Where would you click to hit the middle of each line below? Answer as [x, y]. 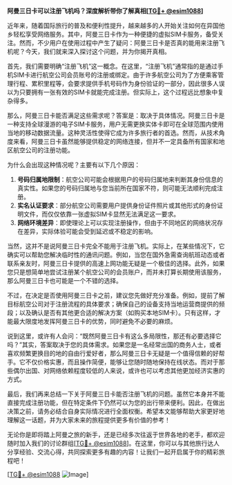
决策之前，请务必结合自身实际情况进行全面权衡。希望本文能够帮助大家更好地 [116, 411]
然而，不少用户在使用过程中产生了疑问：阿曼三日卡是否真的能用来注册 [119, 43]
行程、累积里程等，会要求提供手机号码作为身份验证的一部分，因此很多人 [116, 83]
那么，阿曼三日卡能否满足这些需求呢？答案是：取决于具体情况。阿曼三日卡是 [116, 116]
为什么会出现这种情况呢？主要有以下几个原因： [74, 165]
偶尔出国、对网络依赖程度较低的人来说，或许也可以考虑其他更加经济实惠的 [119, 370]
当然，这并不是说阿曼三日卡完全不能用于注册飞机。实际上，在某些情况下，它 [116, 246]
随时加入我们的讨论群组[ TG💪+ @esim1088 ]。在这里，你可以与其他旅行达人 [113, 443]
